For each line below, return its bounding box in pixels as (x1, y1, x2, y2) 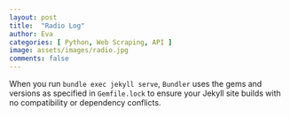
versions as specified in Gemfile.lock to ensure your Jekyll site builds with (9, 88, 281, 98)
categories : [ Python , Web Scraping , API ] (9, 37, 173, 47)
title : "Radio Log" (9, 21, 86, 30)
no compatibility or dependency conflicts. (9, 97, 161, 107)
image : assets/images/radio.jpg (9, 46, 129, 55)
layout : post (9, 12, 58, 22)
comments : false (9, 54, 69, 63)
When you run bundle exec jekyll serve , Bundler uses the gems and (9, 79, 263, 89)
